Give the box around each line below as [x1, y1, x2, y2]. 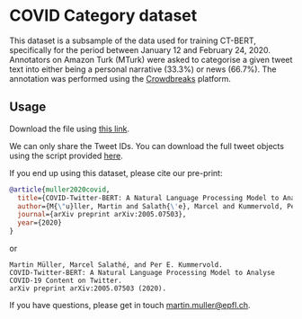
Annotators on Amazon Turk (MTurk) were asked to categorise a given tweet [9, 54, 293, 65]
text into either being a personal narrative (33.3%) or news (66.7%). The [9, 64, 277, 75]
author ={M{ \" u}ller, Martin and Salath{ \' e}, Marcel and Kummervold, [17, 201, 283, 211]
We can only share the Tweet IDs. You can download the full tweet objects [9, 140, 285, 151]
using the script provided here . [9, 150, 124, 161]
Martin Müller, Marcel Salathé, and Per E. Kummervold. [9, 261, 223, 270]
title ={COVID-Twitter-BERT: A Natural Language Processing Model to [17, 193, 280, 202]
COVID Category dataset [9, 5, 198, 26]
